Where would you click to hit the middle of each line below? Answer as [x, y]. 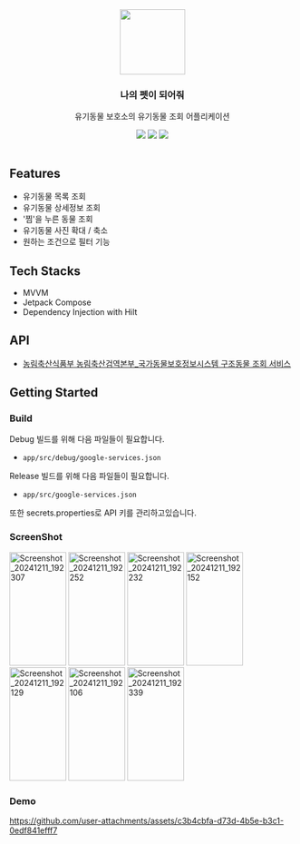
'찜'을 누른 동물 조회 [58, 219]
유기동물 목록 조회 [54, 196]
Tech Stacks [45, 271]
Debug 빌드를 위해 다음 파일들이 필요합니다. [87, 439]
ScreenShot [36, 537]
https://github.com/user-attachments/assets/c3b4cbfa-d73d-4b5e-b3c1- [146, 821]
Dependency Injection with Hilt [80, 311]
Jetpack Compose [57, 302]
